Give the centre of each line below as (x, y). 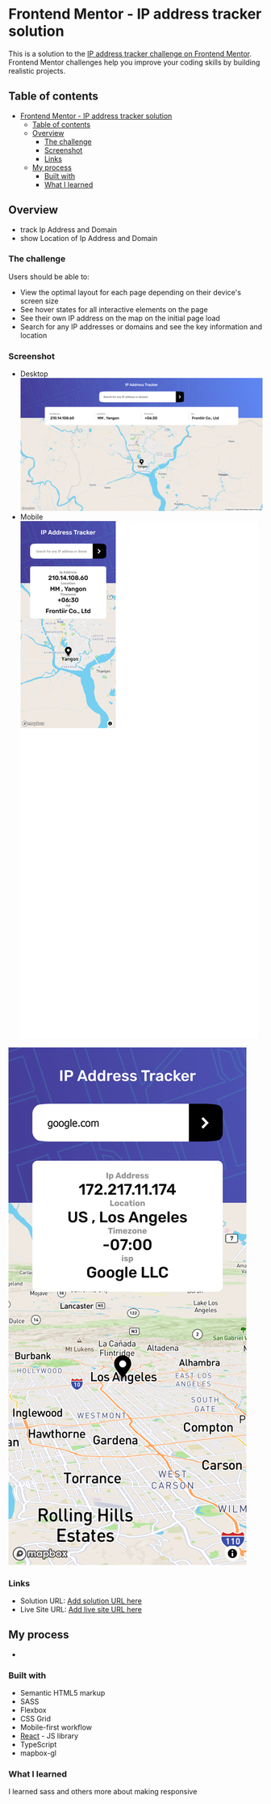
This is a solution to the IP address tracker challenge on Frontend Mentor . (130, 53)
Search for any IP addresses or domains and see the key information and (141, 326)
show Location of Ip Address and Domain (89, 238)
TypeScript (38, 1745)
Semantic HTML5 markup (63, 1693)
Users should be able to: (49, 277)
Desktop (34, 374)
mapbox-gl (38, 1753)
